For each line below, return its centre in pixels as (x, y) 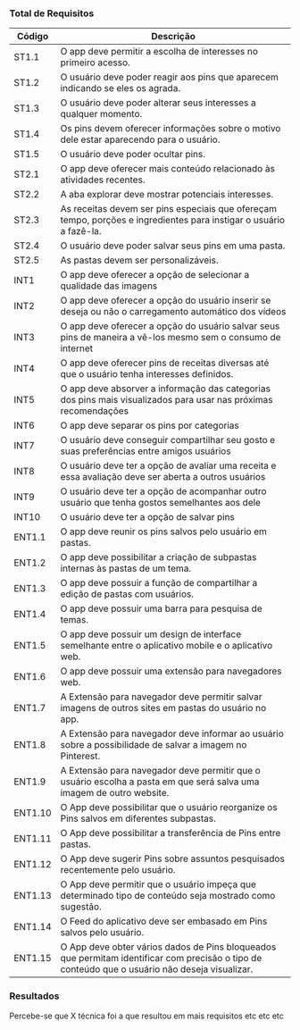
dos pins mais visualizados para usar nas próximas (167, 400)
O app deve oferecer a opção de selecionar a (155, 275)
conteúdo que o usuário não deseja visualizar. (157, 969)
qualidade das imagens (109, 286)
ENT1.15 (33, 959)
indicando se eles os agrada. (121, 88)
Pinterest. (80, 756)
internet (77, 348)
